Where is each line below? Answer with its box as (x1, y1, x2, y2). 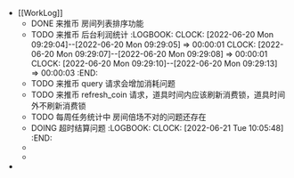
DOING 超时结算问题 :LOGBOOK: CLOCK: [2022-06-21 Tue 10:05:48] (30, 123, 284, 133)
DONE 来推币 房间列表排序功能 (30, 18, 144, 28)
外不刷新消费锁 (30, 101, 86, 110)
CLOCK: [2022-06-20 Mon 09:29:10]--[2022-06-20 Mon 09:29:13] (30, 58, 278, 69)
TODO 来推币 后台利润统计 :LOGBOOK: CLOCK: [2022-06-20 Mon (30, 29, 274, 39)
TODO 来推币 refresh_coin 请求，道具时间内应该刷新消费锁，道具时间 (30, 89, 286, 100)
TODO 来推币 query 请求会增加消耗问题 (30, 78, 176, 88)
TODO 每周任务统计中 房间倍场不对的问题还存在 (30, 111, 207, 122)
